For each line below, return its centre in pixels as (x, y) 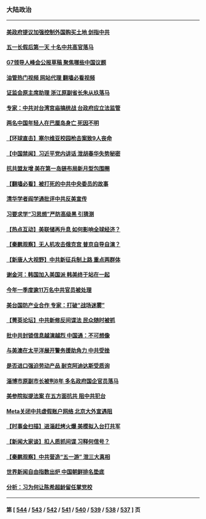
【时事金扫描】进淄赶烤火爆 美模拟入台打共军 (63, 426)
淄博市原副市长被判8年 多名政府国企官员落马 (63, 381)
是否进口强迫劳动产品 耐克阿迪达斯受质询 (58, 365)
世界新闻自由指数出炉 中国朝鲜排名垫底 (55, 472)
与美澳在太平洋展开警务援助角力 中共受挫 (58, 350)
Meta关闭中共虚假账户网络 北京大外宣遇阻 (59, 411)
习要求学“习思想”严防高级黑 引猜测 (50, 214)
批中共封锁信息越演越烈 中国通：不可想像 (58, 335)
